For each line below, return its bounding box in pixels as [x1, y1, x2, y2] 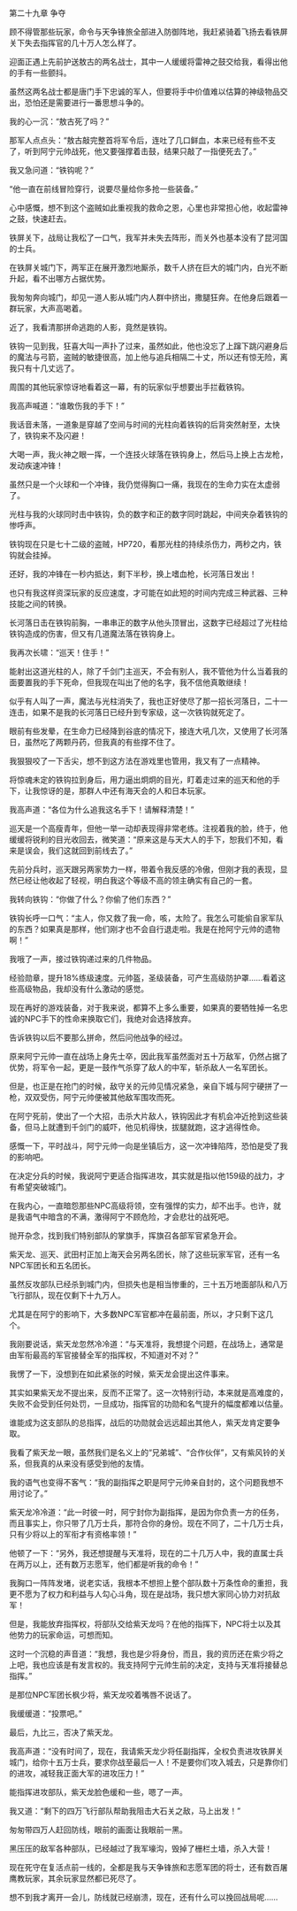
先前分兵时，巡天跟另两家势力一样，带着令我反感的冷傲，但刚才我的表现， [9, 864, 280, 875]
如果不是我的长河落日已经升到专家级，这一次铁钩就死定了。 [32, 707, 249, 717]
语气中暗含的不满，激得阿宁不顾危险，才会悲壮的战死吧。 [24, 1212, 234, 1221]
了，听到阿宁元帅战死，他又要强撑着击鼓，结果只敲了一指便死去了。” [9, 146, 257, 157]
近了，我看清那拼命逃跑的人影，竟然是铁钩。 [9, 322, 172, 332]
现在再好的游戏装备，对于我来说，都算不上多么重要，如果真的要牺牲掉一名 [9, 1003, 280, 1013]
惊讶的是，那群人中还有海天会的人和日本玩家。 [39, 786, 210, 796]
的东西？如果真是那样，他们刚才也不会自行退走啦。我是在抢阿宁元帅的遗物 [9, 924, 280, 934]
